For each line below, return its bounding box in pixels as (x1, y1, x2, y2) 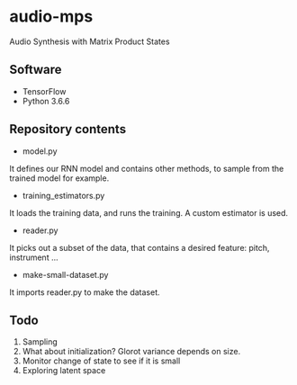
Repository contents (9, 121, 127, 137)
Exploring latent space (22, 365, 106, 376)
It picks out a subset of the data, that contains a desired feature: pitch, (9, 242, 270, 253)
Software (9, 62, 62, 77)
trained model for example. (9, 173, 110, 184)
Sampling (22, 336, 58, 347)
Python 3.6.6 (22, 95, 70, 106)
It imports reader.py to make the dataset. (9, 286, 160, 298)
